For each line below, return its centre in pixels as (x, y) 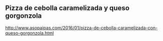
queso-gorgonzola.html (30, 33)
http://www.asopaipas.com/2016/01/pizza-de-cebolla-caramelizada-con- (81, 28)
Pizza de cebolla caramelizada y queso (67, 8)
